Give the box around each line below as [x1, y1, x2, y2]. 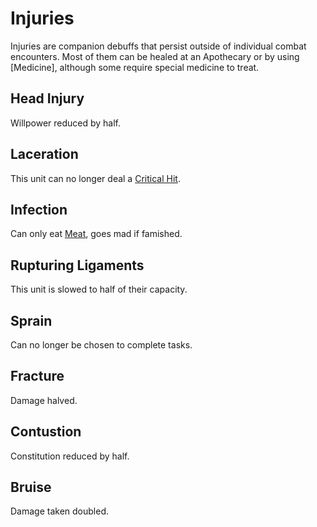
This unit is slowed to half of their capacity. [10, 283, 188, 296]
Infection [10, 201, 68, 218]
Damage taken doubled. [10, 505, 110, 517]
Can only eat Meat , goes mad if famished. [10, 228, 183, 240]
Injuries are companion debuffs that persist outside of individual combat [10, 40, 307, 52]
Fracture [10, 368, 65, 385]
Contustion [10, 423, 82, 441]
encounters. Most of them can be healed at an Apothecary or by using [10, 50, 300, 62]
